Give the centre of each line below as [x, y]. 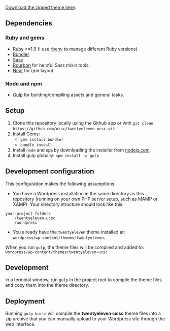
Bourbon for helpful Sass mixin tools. [51, 65]
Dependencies [29, 23]
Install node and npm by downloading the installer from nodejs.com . [82, 150]
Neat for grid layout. [33, 70]
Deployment [25, 301]
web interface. [20, 324]
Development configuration [50, 172]
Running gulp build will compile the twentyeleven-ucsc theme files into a [83, 313]
